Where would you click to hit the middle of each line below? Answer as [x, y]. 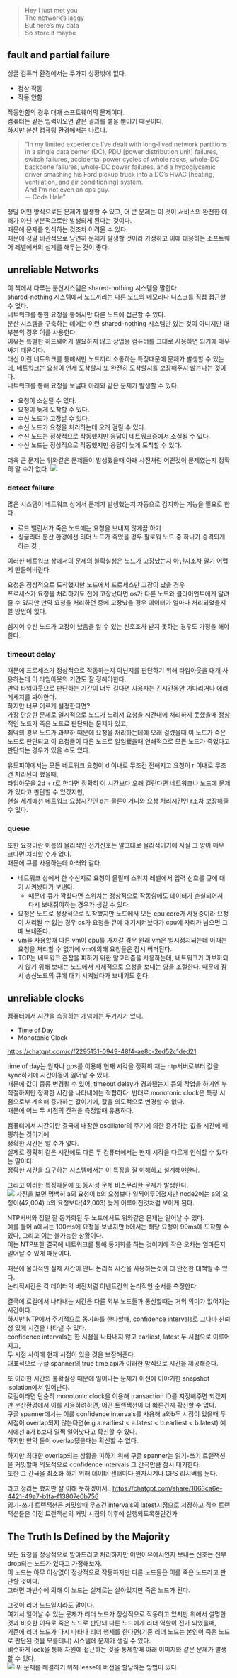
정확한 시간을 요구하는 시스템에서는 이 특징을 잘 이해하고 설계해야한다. [104, 1170]
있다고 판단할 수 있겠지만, [50, 792]
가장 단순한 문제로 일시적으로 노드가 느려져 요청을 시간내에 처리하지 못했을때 [112, 715]
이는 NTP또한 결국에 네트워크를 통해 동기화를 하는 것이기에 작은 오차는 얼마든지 [116, 1244]
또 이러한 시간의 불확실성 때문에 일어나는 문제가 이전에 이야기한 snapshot [109, 1378]
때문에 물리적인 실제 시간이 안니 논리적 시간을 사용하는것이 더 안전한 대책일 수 [114, 1268]
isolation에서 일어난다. [39, 1388]
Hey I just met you [51, 10]
